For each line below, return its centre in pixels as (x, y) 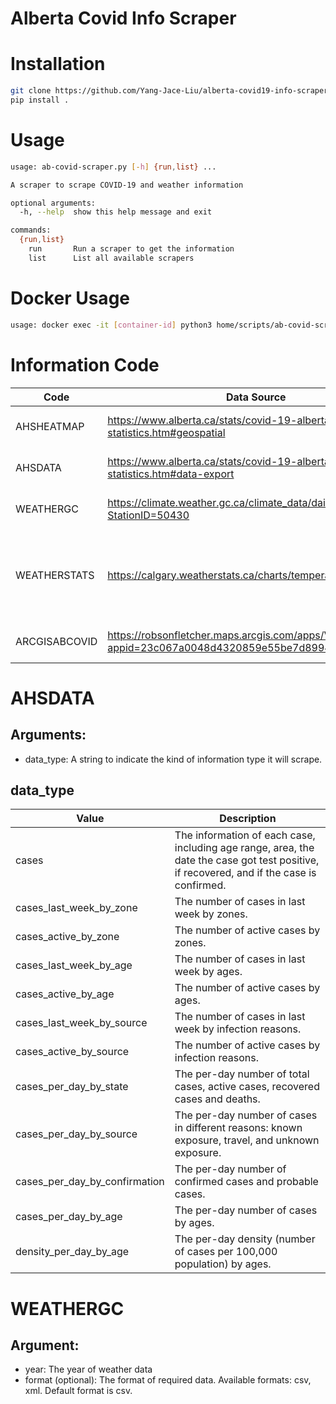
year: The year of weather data (88, 1369)
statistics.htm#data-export (171, 474)
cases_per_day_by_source (76, 1134)
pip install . (40, 100)
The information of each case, (245, 835)
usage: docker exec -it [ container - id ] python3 (111, 325)
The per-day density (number (245, 1239)
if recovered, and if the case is (245, 873)
